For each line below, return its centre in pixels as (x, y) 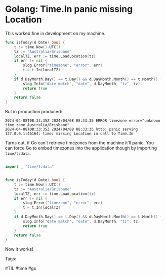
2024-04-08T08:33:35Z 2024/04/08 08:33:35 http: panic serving (72, 130)
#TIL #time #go (21, 269)
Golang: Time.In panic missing (69, 9)
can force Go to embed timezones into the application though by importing (81, 148)
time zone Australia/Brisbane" (37, 125)
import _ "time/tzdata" (30, 167)
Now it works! (19, 249)
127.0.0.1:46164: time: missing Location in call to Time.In (69, 134)
